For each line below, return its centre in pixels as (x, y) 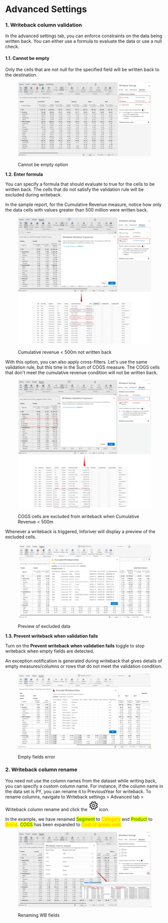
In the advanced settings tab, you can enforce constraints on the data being (84, 36)
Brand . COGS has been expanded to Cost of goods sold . (64, 824)
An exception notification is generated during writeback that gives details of (84, 661)
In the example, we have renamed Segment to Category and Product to (79, 819)
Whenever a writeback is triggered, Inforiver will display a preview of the (80, 531)
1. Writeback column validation (44, 25)
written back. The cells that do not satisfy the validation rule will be (75, 189)
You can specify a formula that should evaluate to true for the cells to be (80, 184)
